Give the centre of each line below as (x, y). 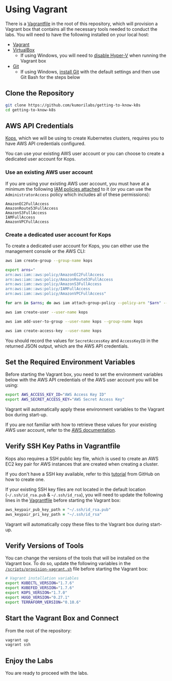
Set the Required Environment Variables (70, 362)
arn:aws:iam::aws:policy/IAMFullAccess (48, 289)
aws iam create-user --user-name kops (47, 312)
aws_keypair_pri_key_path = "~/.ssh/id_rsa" (53, 514)
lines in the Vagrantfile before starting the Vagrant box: (63, 500)
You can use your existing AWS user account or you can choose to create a (85, 154)
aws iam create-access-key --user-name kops (53, 331)
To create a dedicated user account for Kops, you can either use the (77, 246)
